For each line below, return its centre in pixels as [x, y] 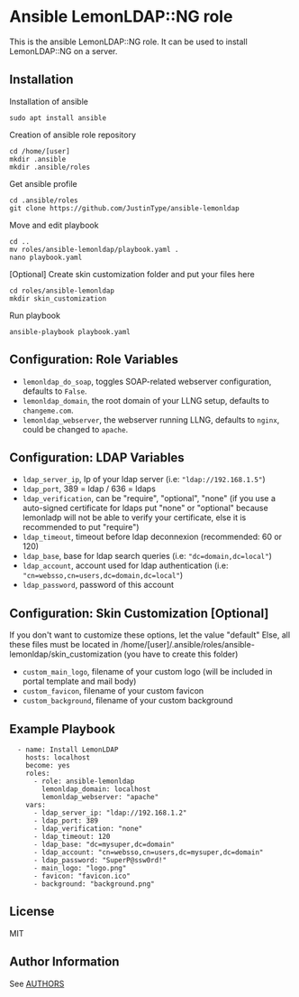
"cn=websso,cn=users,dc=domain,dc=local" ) [103, 575]
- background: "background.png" [94, 884]
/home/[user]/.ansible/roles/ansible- [187, 645]
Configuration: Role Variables [94, 360]
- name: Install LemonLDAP [68, 750]
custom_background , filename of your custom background [127, 701]
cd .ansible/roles [44, 200]
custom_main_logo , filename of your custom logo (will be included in [147, 672]
